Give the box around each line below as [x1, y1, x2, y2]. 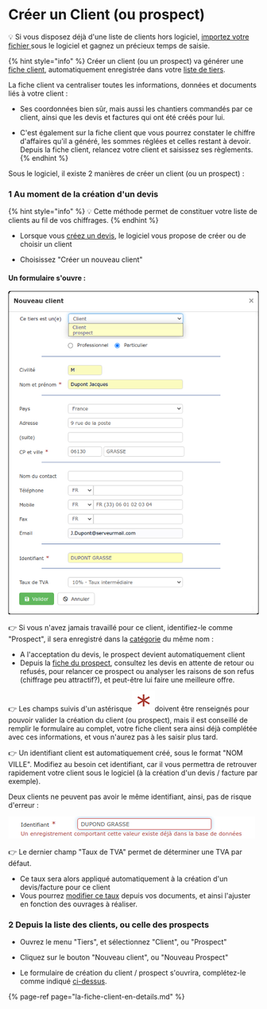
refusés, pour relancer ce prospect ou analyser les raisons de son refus [19, 667, 254, 676]
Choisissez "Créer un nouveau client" [19, 255, 143, 264]
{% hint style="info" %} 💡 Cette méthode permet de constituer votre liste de [8, 207, 258, 216]
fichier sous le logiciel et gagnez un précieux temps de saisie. [8, 41, 211, 50]
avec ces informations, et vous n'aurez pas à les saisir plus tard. [8, 732, 219, 742]
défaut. [8, 859, 32, 868]
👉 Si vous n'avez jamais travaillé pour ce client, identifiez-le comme [8, 623, 233, 633]
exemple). [8, 777, 41, 786]
